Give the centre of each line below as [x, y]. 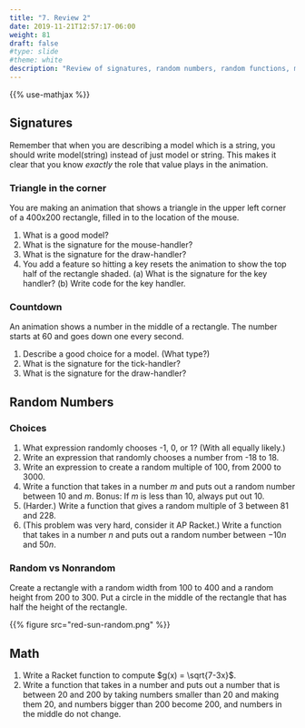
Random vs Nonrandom [63, 568]
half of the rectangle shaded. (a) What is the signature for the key [145, 273]
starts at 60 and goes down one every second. [97, 337]
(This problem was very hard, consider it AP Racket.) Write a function [152, 525]
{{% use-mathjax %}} [50, 94]
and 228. [39, 515]
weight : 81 [30, 35]
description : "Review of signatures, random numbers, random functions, [150, 69]
